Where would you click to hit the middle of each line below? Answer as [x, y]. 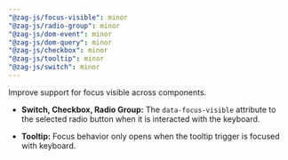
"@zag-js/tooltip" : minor [56, 59]
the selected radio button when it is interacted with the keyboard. [140, 119]
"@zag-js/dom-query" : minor [60, 42]
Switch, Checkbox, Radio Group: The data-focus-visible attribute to [148, 109]
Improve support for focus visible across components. [108, 92]
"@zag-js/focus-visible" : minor [68, 17]
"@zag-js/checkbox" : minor [58, 51]
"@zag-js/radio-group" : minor [64, 26]
